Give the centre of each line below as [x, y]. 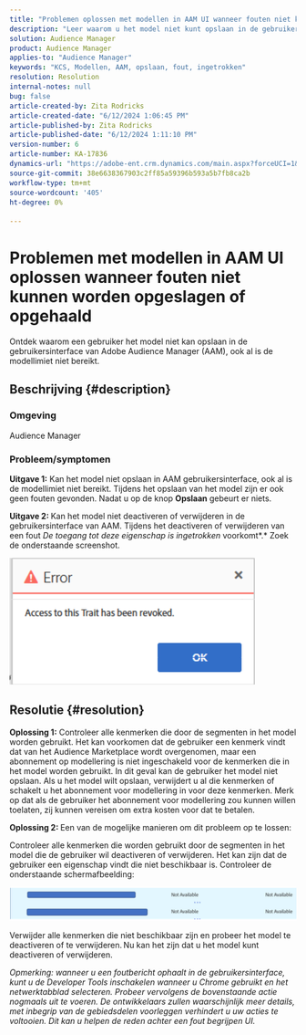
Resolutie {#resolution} [77, 711]
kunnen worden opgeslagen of [127, 297]
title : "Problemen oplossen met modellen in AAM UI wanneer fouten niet [150, 19]
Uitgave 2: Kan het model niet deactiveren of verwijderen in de [127, 517]
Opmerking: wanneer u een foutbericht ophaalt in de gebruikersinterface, [147, 972]
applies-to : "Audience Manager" [71, 58]
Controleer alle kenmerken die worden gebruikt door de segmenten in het [147, 845]
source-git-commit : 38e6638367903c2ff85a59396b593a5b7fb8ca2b [130, 173]
